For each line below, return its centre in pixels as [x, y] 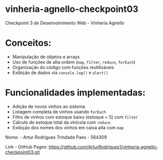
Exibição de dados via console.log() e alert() [60, 73]
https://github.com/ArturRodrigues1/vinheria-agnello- [103, 147]
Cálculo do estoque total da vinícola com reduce [61, 122]
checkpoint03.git [23, 152]
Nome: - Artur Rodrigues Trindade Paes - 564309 [56, 137]
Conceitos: [28, 43]
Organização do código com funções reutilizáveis [63, 67]
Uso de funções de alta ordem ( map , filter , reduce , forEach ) [74, 62]
